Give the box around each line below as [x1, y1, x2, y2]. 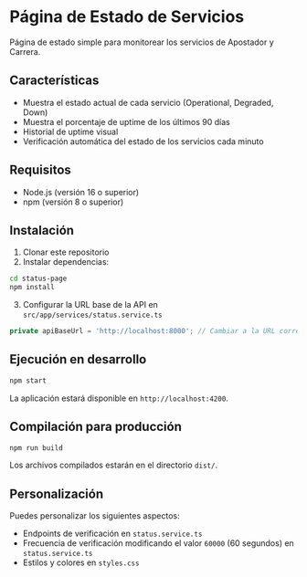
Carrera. [9, 46, 41, 57]
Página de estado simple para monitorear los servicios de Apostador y [9, 37, 274, 47]
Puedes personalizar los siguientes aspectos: [9, 510, 180, 521]
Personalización [9, 486, 104, 501]
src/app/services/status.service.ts [22, 310, 163, 320]
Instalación [9, 222, 75, 238]
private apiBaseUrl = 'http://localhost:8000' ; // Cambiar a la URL [9, 327, 276, 336]
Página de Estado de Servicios [9, 6, 245, 27]
